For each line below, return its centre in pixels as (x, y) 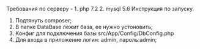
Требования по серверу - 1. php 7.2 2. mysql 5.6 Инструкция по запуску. (100, 9)
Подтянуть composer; (43, 20)
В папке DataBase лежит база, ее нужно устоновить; (84, 27)
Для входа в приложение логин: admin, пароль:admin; (86, 40)
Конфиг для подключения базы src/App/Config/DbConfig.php (94, 33)
